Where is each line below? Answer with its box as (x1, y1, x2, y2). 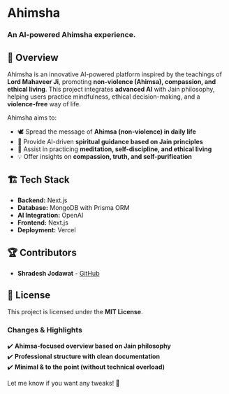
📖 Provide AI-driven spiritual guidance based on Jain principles (17, 137, 204, 146)
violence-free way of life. (7, 99, 82, 108)
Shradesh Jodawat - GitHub (17, 269, 100, 277)
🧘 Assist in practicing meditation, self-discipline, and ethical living (17, 145, 212, 153)
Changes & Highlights (7, 325, 82, 335)
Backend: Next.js (17, 196, 68, 204)
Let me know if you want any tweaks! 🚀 (7, 379, 120, 387)
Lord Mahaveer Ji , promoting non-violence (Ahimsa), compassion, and (7, 77, 216, 85)
